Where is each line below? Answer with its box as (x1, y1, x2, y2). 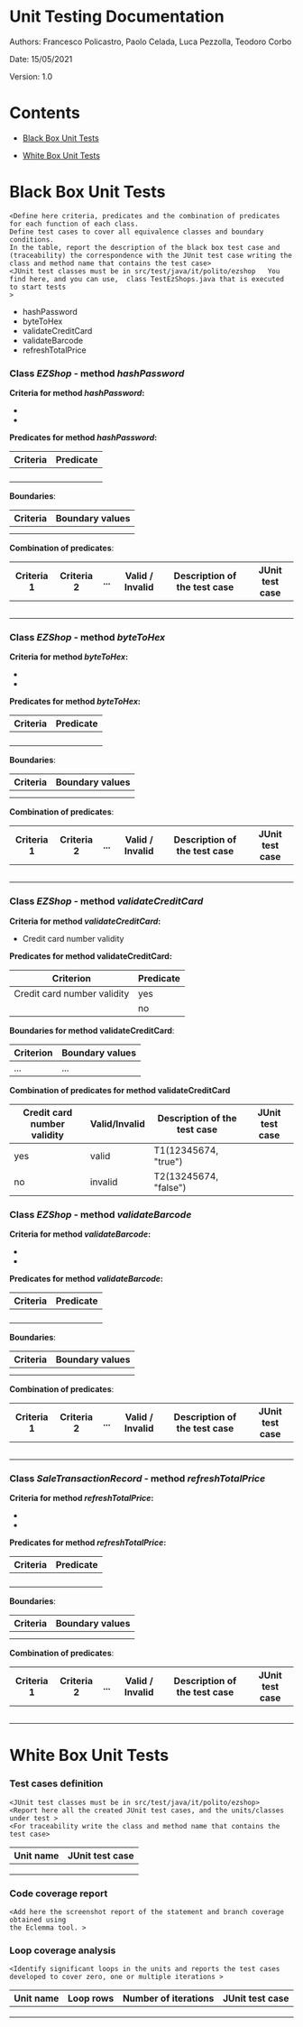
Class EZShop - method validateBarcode (9, 1208, 192, 1221)
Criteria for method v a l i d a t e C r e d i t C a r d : (9, 916, 161, 926)
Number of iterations (122, 1992, 215, 2004)
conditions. (9, 235, 54, 244)
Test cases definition (9, 1777, 104, 1790)
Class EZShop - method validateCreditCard (9, 895, 204, 908)
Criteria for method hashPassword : (9, 388, 145, 399)
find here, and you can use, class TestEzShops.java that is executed (9, 274, 284, 283)
